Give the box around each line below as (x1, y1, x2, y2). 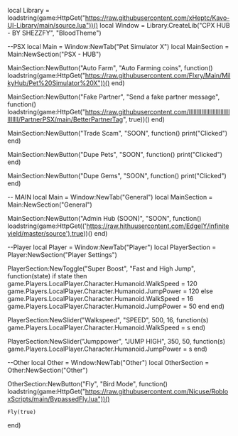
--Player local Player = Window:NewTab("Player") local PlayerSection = (7, 243, 217, 251)
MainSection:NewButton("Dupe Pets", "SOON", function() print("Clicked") (7, 151, 222, 158)
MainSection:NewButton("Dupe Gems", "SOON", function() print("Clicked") (7, 172, 227, 180)
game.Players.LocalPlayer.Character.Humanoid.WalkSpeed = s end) (7, 323, 206, 332)
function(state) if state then (7, 272, 87, 280)
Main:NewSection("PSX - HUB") (7, 50, 102, 58)
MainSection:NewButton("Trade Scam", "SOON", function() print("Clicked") (7, 129, 228, 137)
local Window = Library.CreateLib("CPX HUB (99, 21, 231, 29)
